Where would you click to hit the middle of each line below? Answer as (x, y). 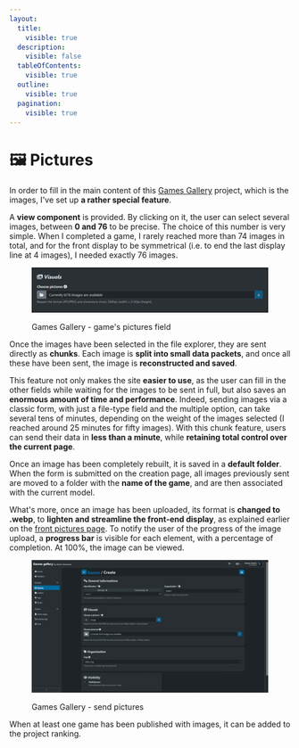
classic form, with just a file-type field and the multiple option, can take (140, 408)
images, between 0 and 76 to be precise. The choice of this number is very (147, 226)
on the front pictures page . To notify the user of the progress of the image (145, 528)
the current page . (42, 447)
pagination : (40, 103)
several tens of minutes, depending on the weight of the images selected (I (147, 418)
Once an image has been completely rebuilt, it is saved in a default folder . (145, 464)
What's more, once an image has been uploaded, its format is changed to (145, 509)
